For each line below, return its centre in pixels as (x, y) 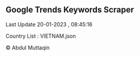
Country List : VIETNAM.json (41, 36)
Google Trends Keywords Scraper (70, 10)
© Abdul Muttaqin (28, 47)
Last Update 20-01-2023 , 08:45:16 (49, 24)
